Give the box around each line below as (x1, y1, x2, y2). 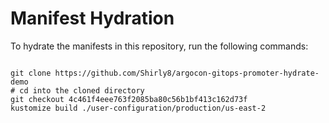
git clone (10, 68, 52, 78)
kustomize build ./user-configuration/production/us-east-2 (10, 103, 267, 113)
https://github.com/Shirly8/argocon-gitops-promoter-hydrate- (54, 68, 320, 78)
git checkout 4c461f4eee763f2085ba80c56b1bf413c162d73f (10, 94, 248, 104)
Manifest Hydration (10, 7, 175, 30)
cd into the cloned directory (19, 85, 145, 96)
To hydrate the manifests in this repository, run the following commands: (10, 40, 309, 52)
